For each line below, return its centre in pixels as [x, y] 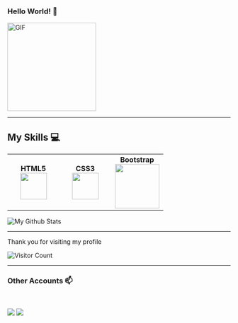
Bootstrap [137, 160]
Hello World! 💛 [33, 11]
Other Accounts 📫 [40, 281]
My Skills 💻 [34, 137]
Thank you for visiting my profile [55, 242]
